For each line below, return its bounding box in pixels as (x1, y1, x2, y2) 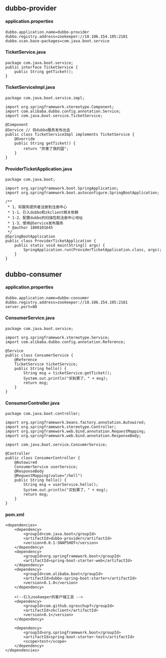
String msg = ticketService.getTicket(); (23, 371, 112, 376)
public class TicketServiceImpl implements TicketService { (5, 132, 135, 137)
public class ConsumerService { (5, 353, 73, 358)
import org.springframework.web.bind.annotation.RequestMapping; (5, 429, 146, 434)
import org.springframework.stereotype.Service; (5, 335, 110, 340)
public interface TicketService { (5, 64, 78, 70)
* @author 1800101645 (7, 225, 53, 230)
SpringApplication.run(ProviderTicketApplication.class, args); (23, 247, 162, 252)
